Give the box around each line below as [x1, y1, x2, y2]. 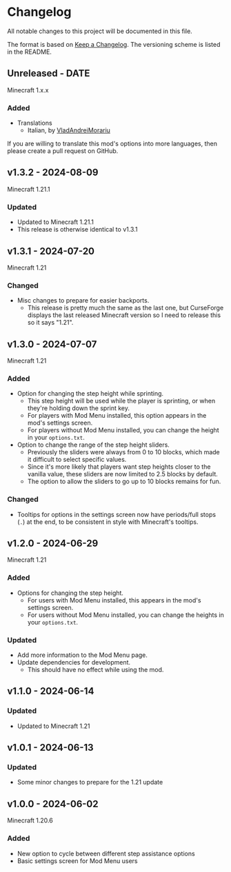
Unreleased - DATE [7, 68, 90, 79]
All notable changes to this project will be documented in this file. [7, 27, 193, 35]
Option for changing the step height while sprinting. [17, 389, 164, 398]
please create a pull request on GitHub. [7, 147, 119, 155]
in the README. [7, 48, 52, 56]
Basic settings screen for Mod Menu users [17, 856, 138, 865]
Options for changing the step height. [17, 589, 124, 597]
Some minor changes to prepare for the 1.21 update [17, 778, 163, 787]
